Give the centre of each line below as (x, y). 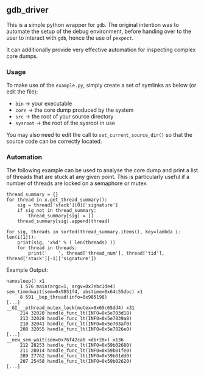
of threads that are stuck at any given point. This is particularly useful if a (98, 177)
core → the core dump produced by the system (74, 110)
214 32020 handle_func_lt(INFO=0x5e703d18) (76, 313)
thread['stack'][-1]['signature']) (51, 259)
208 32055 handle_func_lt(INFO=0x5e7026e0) (76, 329)
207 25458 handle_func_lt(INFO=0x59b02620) (76, 362)
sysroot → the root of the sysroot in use (65, 123)
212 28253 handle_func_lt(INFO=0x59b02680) (76, 345)
